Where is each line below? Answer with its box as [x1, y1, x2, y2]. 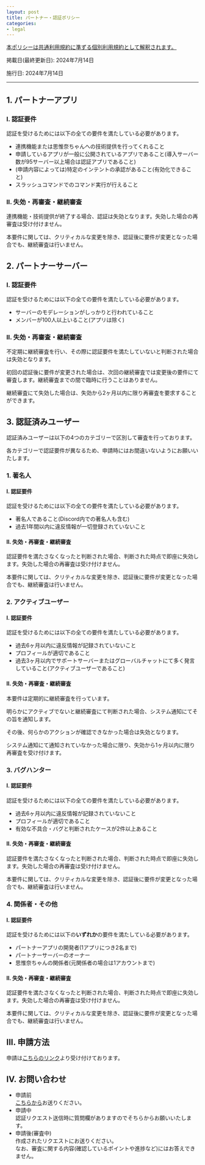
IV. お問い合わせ [6, 1074, 67, 1084]
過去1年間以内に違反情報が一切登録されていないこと [15, 523, 146, 531]
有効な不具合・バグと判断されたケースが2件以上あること [15, 825, 157, 832]
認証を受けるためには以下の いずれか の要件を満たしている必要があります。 [6, 931, 193, 938]
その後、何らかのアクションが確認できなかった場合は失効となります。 [6, 728, 182, 735]
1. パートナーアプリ [6, 95, 78, 105]
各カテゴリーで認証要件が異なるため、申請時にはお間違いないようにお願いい [6, 447, 198, 454]
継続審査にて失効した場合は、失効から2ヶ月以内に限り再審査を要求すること [6, 389, 197, 397]
